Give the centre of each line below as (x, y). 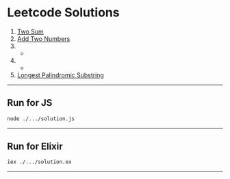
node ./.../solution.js (41, 119)
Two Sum (30, 31)
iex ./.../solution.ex (39, 162)
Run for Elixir (35, 147)
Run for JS (30, 103)
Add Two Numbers (43, 38)
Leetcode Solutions (63, 13)
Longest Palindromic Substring (60, 75)
